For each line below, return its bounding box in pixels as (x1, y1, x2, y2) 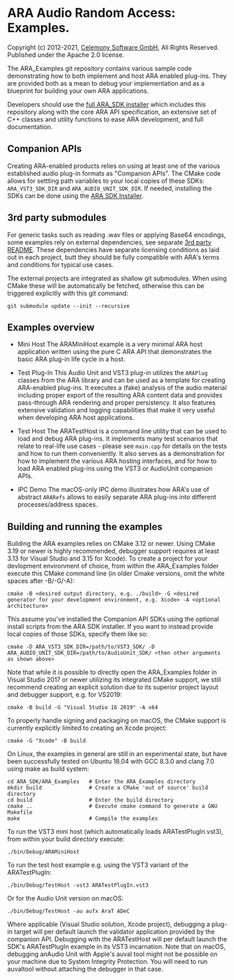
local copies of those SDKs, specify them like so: (7, 630, 149, 639)
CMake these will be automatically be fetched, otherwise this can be (7, 281, 205, 289)
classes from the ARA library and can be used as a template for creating (17, 376, 226, 384)
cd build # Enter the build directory (7, 797, 174, 804)
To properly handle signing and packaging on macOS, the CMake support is (7, 717, 226, 725)
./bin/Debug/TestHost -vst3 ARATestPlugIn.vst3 (7, 882, 149, 889)
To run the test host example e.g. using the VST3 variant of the (7, 861, 189, 869)
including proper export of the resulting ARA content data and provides (17, 391, 223, 400)
